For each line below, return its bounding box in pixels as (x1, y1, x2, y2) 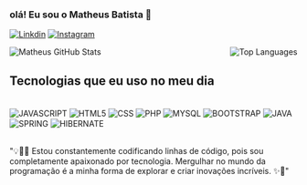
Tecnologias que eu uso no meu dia (9, 73, 215, 88)
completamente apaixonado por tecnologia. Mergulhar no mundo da (9, 156, 267, 167)
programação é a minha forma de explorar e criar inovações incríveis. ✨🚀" (9, 166, 290, 177)
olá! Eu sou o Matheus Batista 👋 (9, 8, 153, 21)
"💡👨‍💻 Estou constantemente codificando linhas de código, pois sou (9, 146, 264, 157)
